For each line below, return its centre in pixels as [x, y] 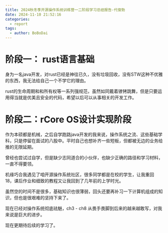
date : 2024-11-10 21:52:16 [33, 15]
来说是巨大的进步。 [25, 214]
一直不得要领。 [20, 164]
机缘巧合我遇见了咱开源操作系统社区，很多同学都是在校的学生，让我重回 [79, 174]
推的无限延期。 [20, 147]
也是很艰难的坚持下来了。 [44, 197]
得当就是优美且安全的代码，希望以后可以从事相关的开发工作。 [73, 97]
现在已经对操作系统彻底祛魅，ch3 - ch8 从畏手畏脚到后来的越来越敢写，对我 [84, 208]
